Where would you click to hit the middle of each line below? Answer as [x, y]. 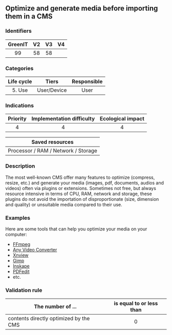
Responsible [87, 81]
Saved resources [52, 142]
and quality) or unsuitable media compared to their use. [64, 204]
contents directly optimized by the [49, 319]
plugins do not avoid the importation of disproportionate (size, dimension [82, 199]
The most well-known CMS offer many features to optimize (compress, [80, 177]
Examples [18, 218]
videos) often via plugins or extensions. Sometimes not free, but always [81, 188]
